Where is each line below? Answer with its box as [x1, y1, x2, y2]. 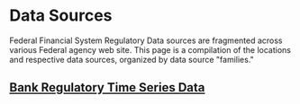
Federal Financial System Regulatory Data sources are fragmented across [9, 35, 283, 46]
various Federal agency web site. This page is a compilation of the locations [9, 44, 291, 55]
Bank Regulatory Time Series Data [9, 80, 205, 95]
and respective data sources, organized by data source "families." [9, 54, 254, 65]
